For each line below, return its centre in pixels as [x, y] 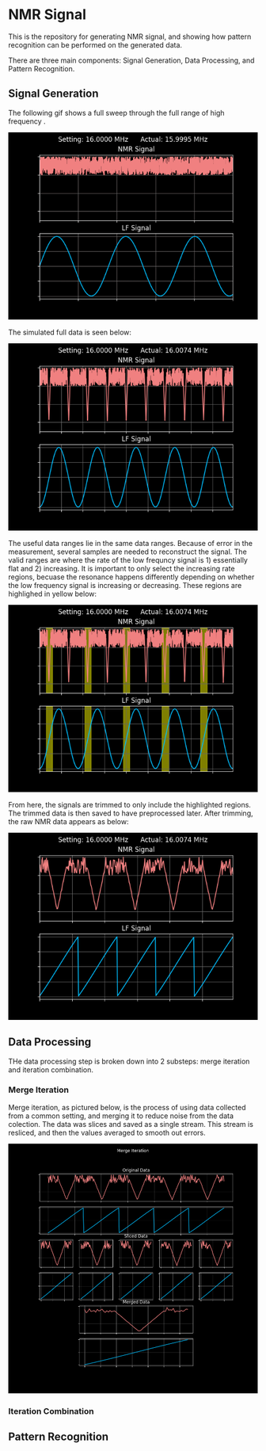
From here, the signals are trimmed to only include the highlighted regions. [130, 804]
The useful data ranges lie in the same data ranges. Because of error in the [131, 543]
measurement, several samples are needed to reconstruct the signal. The [127, 552]
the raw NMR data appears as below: [68, 821]
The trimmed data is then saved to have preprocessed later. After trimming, [131, 813]
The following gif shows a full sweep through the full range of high [116, 113]
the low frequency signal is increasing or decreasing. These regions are [125, 585]
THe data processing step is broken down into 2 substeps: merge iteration [129, 1061]
